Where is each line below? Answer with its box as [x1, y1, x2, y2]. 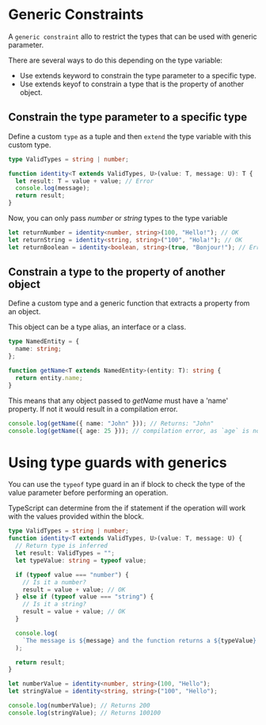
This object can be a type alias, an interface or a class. [8, 322, 187, 332]
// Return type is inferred [15, 542, 108, 550]
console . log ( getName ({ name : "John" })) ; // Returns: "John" [8, 419, 215, 427]
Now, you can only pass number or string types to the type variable [8, 214, 228, 222]
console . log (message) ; [15, 184, 90, 192]
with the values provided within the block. [8, 512, 144, 522]
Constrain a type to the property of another [8, 265, 226, 279]
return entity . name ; [15, 374, 83, 381]
